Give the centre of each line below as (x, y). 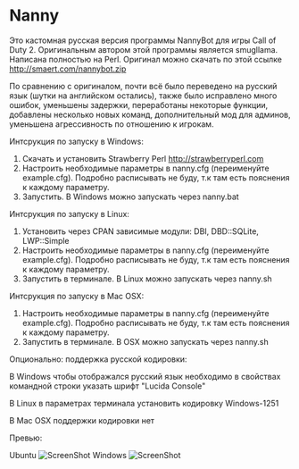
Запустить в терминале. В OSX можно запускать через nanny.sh (145, 341)
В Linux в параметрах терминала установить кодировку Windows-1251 (144, 403)
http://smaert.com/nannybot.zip (68, 69)
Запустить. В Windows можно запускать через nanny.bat (130, 197)
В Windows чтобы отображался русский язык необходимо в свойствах (145, 376)
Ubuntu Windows (68, 455)
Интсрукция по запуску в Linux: (69, 214)
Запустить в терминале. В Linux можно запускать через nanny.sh (147, 279)
